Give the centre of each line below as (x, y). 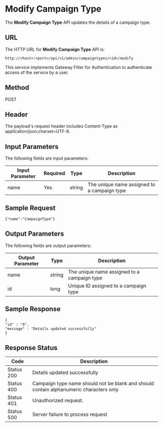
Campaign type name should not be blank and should (93, 383)
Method (17, 88)
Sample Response (33, 309)
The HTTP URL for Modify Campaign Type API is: (55, 49)
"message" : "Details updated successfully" (51, 328)
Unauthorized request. (58, 400)
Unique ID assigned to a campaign (107, 286)
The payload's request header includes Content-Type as (61, 126)
